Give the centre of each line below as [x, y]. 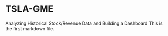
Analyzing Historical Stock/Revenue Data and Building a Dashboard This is [84, 23]
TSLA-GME [30, 9]
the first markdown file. [30, 28]
